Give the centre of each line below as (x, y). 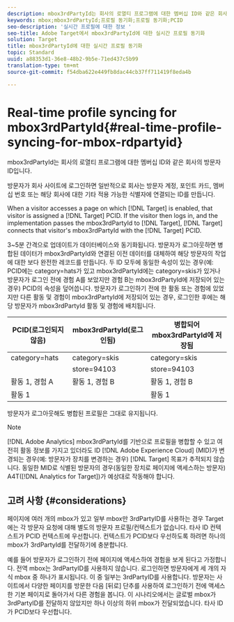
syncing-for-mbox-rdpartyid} (95, 142)
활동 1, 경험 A (32, 382)
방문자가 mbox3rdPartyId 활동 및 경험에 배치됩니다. (85, 306)
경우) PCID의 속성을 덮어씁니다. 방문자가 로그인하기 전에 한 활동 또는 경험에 (109, 288)
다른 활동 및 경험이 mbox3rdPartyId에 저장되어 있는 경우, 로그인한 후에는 (119, 297)
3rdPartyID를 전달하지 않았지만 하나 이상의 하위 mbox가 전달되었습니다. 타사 (111, 603)
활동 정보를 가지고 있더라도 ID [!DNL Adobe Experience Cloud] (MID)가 (119, 451)
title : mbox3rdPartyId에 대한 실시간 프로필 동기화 (75, 46)
